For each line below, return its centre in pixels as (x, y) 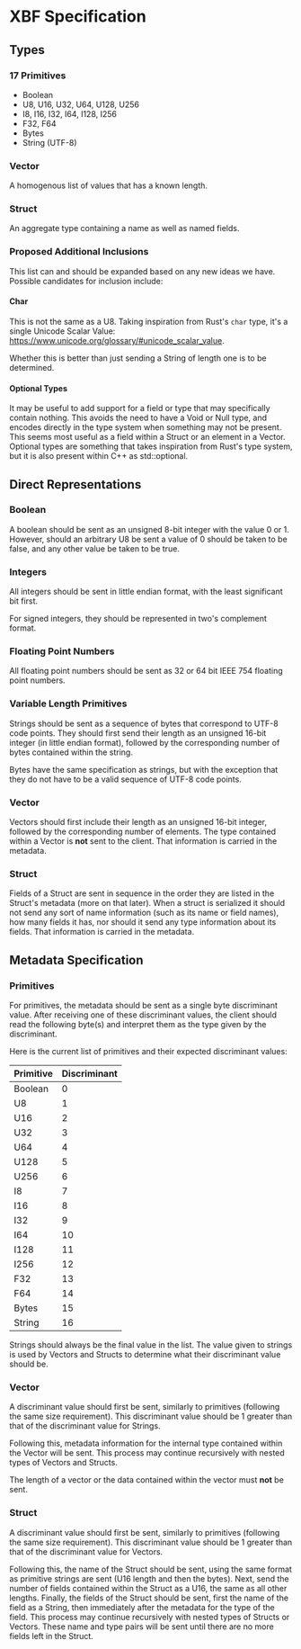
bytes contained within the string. (71, 752)
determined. (32, 367)
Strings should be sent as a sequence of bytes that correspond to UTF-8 (144, 723)
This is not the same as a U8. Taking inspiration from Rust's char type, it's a (149, 321)
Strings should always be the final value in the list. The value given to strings (151, 1345)
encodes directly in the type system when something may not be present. (146, 427)
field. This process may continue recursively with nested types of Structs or (150, 1617)
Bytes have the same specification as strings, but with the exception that (144, 769)
